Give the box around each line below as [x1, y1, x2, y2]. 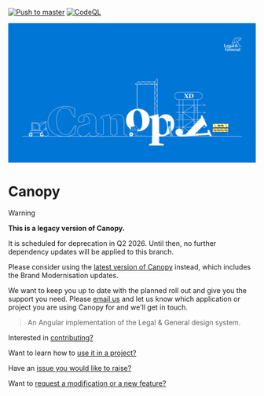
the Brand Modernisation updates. [8, 271, 119, 280]
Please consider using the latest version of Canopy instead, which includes [8, 262, 251, 272]
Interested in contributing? [8, 333, 93, 343]
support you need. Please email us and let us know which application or [8, 295, 241, 304]
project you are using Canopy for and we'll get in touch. [8, 302, 189, 312]
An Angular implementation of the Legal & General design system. [27, 318, 241, 328]
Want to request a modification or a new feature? [8, 379, 167, 388]
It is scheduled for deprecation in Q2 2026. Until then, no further [8, 239, 217, 248]
